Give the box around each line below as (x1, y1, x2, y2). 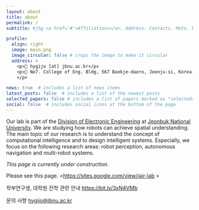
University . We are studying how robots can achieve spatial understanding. (6, 124, 190, 131)
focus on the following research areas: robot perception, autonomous (6, 143, 176, 150)
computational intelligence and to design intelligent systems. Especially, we (6, 137, 190, 144)
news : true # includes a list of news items (6, 85, 120, 91)
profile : (6, 36, 28, 42)
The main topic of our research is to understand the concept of (6, 130, 160, 137)
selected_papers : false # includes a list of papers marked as (6, 96, 166, 102)
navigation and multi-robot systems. (6, 149, 95, 156)
